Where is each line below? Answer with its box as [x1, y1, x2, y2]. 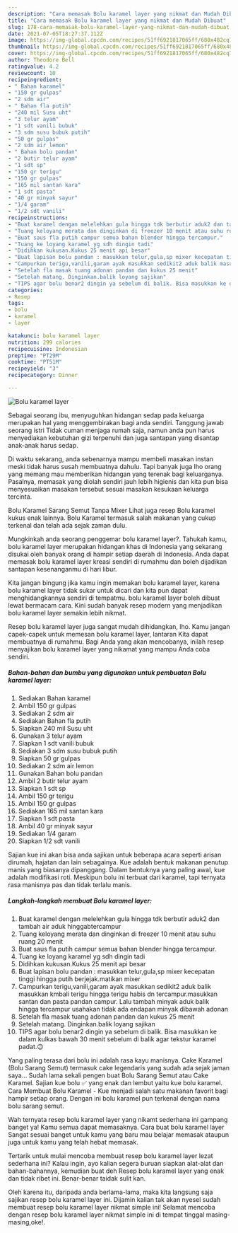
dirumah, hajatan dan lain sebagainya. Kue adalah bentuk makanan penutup [8, 857, 229, 867]
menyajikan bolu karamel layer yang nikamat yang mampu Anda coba [8, 644, 210, 653]
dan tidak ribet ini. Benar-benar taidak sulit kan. [8, 1174, 146, 1182]
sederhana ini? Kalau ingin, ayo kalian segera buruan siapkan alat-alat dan [8, 1159, 224, 1167]
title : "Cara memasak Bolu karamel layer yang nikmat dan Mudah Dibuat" [8, 17, 227, 24]
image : [8, 37, 28, 44]
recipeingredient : [8, 76, 62, 83]
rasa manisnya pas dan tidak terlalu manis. [8, 880, 132, 888]
